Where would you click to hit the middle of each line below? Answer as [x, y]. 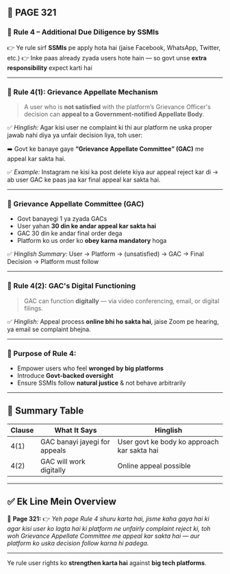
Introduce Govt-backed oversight [65, 375]
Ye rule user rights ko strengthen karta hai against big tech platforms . [107, 562]
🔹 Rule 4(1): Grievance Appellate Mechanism [83, 92]
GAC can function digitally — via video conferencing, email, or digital [122, 301]
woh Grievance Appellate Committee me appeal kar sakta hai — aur [103, 536]
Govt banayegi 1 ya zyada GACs [62, 219]
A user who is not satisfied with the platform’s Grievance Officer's [117, 106]
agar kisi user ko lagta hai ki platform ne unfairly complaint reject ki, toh [109, 528]
